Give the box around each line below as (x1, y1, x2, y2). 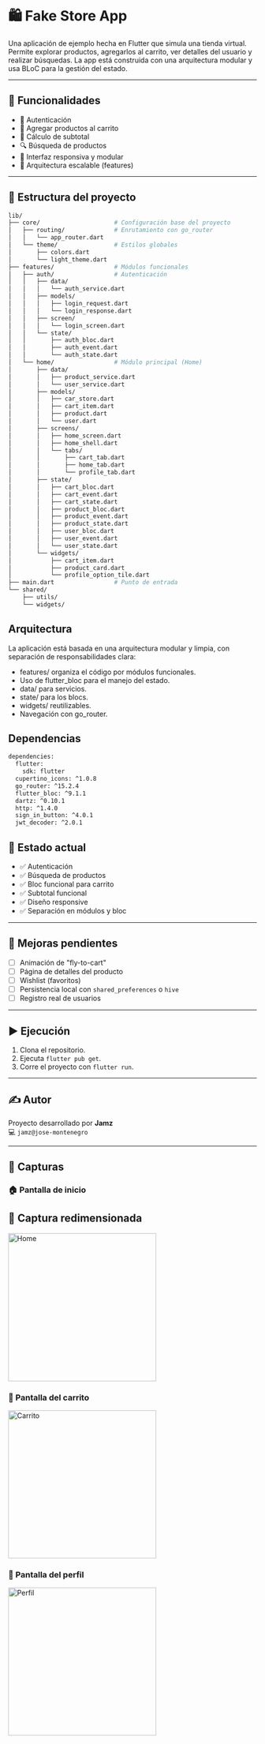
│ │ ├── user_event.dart (8, 534, 118, 542)
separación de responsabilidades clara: (8, 651, 136, 661)
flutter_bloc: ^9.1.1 (15, 789, 87, 797)
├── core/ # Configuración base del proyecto (8, 219, 231, 227)
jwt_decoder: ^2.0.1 (15, 819, 83, 827)
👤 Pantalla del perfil (8, 1570, 84, 1581)
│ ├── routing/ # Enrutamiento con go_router (8, 227, 214, 234)
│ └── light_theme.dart (8, 255, 108, 264)
